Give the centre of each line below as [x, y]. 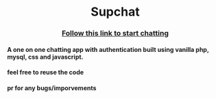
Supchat [115, 12]
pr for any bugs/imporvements [52, 88]
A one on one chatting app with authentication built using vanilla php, [108, 49]
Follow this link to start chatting [115, 33]
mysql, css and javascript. [45, 57]
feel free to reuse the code [46, 72]
